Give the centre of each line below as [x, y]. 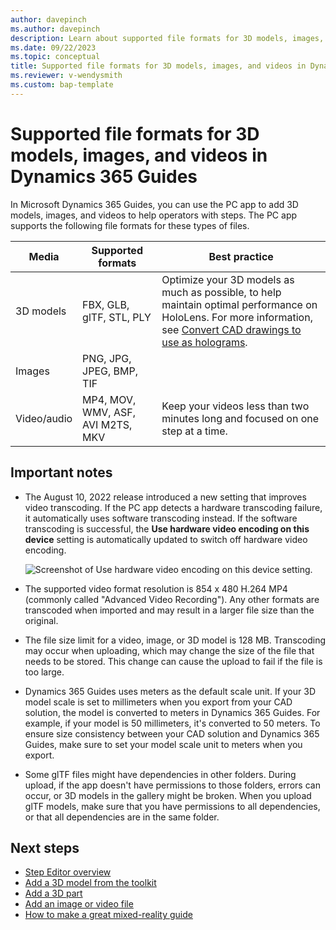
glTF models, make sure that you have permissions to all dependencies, [172, 806]
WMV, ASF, [109, 412]
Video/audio [44, 418]
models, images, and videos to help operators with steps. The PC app [154, 215]
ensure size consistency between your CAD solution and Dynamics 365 [172, 733]
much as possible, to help [221, 292]
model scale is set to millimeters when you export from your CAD [158, 702]
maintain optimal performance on [239, 304]
